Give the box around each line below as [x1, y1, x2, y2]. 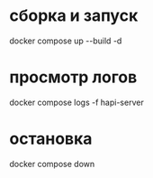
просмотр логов [9, 67, 138, 88]
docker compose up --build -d [9, 35, 122, 46]
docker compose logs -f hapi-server [9, 97, 144, 108]
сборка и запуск [9, 5, 139, 26]
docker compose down [9, 158, 95, 169]
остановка [9, 128, 93, 149]
